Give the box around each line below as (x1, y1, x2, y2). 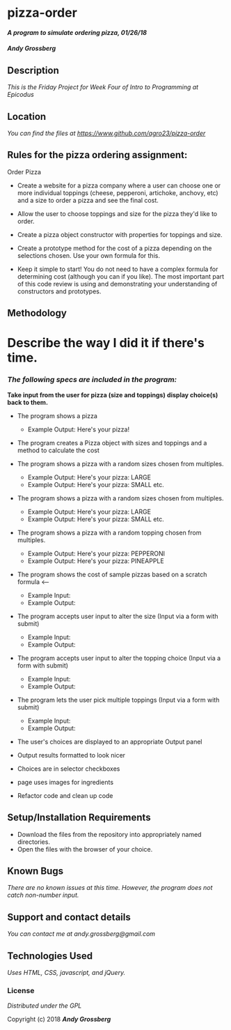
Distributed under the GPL (7, 1001, 82, 1010)
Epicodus (7, 91, 35, 99)
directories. (17, 838, 51, 846)
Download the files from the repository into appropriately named (17, 830, 202, 838)
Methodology (7, 307, 67, 319)
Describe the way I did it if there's (7, 335, 205, 351)
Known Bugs (7, 865, 64, 877)
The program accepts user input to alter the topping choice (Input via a (17, 654, 221, 662)
